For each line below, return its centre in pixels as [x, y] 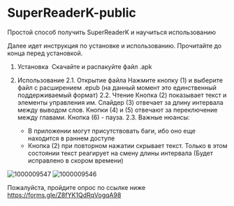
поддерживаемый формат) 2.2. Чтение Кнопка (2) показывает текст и [122, 95]
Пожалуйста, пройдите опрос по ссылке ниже [76, 187]
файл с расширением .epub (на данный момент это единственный [117, 87]
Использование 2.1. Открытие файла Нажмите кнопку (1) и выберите [120, 80]
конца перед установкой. [45, 53]
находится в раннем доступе [71, 138]
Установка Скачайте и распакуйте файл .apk [85, 66]
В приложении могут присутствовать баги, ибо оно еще [111, 131]
